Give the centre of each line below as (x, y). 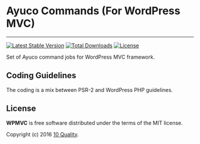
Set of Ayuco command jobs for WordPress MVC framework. (81, 57)
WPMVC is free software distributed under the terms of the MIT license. (95, 123)
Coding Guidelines (41, 76)
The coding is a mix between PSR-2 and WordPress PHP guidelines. (90, 89)
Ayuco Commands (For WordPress (93, 11)
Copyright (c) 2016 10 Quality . (43, 134)
